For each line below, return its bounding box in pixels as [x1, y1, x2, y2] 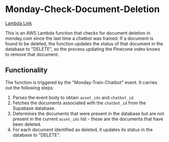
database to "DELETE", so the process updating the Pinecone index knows [5, 46, 160, 52]
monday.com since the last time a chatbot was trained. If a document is [5, 35, 154, 41]
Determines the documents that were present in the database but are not [12, 110, 164, 116]
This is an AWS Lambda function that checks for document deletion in [5, 30, 150, 36]
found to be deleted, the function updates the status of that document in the [5, 40, 163, 46]
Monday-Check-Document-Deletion [5, 4, 160, 15]
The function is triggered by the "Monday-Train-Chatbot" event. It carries [5, 79, 157, 85]
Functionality [5, 66, 48, 75]
